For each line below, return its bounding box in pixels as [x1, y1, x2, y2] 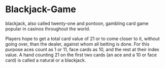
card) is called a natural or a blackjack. [5, 57, 86, 63]
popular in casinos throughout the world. [5, 25, 90, 31]
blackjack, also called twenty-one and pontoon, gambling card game [5, 20, 149, 26]
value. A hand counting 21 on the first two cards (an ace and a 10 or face [5, 52, 157, 58]
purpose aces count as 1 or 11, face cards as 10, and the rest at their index [5, 46, 160, 52]
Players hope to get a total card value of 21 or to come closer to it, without [5, 36, 160, 42]
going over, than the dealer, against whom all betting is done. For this [5, 41, 150, 47]
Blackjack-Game [5, 4, 76, 15]
